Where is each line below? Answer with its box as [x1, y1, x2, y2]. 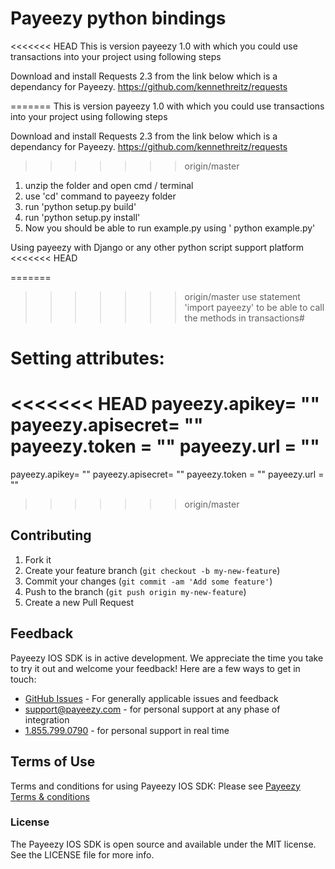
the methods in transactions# [184, 312, 305, 324]
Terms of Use [10, 753, 96, 771]
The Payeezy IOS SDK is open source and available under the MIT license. [10, 838, 317, 850]
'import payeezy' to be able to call [184, 301, 325, 313]
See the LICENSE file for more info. [10, 848, 155, 861]
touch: [10, 673, 37, 685]
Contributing [10, 527, 92, 544]
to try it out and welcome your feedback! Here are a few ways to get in [10, 662, 301, 674]
